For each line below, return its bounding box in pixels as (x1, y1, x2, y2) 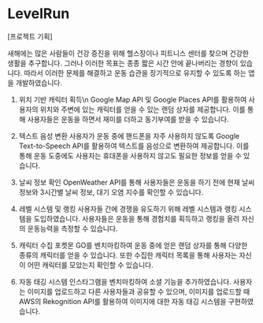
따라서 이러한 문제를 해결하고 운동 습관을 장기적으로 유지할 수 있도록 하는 (24, 68, 247, 77)
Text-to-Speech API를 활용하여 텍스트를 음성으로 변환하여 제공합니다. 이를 (18, 141, 250, 150)
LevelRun (7, 5, 70, 23)
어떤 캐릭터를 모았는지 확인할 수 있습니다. (27, 260, 154, 269)
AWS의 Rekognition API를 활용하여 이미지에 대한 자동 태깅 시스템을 (18, 296, 227, 306)
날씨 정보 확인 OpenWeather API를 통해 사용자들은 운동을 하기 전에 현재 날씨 (18, 177, 255, 187)
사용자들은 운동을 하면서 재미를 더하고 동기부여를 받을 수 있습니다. (27, 114, 229, 124)
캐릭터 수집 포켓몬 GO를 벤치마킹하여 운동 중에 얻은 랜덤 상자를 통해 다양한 (18, 240, 248, 250)
